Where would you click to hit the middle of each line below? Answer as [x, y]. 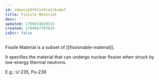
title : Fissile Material [31, 14]
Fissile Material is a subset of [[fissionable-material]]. [60, 47]
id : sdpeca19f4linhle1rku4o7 [35, 10]
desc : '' [14, 19]
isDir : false [19, 33]
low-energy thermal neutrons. [36, 62]
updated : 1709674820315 [30, 24]
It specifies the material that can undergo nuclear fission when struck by [80, 57]
